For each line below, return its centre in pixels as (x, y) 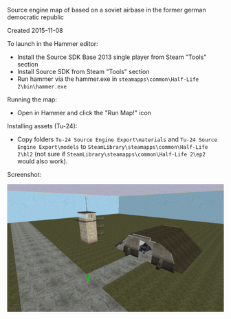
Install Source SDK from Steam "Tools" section (83, 72)
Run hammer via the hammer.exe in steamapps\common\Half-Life (108, 79)
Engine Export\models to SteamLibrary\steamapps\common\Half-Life (112, 146)
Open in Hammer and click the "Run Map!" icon (84, 113)
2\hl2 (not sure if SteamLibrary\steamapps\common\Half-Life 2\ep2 (111, 154)
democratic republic (35, 17)
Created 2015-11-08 (35, 31)
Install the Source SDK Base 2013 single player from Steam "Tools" (112, 57)
